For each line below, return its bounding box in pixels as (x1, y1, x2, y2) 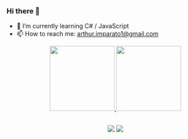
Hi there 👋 (6, 6, 41, 16)
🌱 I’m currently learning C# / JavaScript (16, 22, 129, 30)
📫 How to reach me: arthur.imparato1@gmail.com (16, 30, 159, 38)
